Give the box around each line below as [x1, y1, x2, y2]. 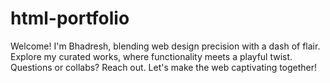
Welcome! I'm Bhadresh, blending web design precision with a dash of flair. [10, 40, 321, 52]
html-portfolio [10, 7, 130, 30]
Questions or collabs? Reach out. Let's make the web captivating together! [10, 61, 318, 73]
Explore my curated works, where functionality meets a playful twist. [10, 50, 293, 62]
